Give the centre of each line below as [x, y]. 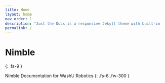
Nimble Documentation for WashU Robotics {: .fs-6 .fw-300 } [67, 76]
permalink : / [19, 28]
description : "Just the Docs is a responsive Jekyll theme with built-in [83, 23]
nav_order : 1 [19, 19]
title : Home [17, 10]
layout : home [19, 14]
